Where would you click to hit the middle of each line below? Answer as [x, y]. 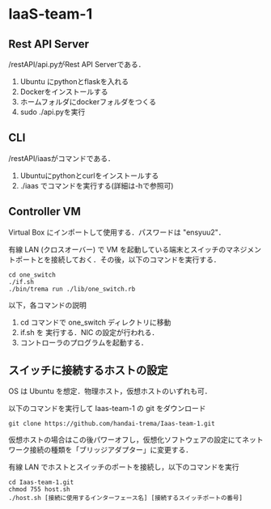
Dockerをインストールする [64, 91]
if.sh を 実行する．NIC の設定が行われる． [89, 332]
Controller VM [44, 212]
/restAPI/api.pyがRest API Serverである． [77, 64]
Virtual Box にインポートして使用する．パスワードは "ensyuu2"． [117, 232]
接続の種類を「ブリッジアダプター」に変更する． [111, 450]
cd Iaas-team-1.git [41, 482]
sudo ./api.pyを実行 [53, 112]
